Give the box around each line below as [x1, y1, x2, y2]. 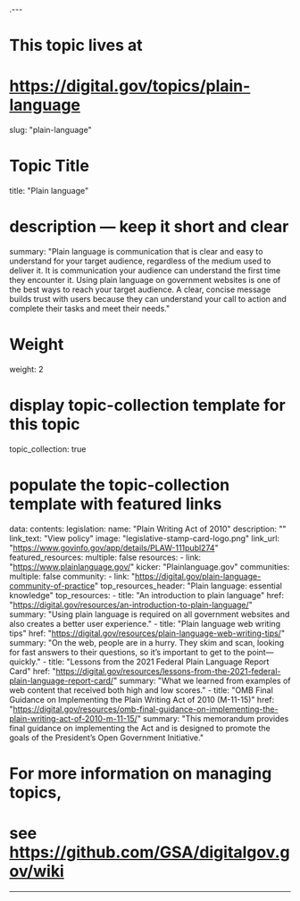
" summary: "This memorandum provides [137, 713, 289, 723]
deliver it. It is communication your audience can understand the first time [9, 265, 281, 276]
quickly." [9, 656, 42, 667]
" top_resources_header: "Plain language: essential [94, 580, 283, 591]
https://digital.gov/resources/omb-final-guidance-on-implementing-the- [12, 704, 279, 714]
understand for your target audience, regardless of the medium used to [9, 255, 271, 266]
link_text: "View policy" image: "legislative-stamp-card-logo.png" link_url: [9, 532, 279, 544]
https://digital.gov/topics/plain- [9, 76, 251, 96]
